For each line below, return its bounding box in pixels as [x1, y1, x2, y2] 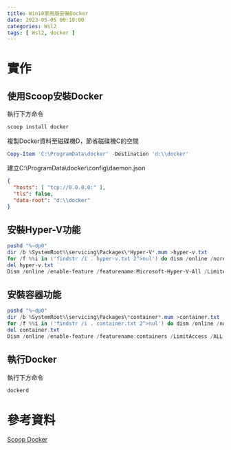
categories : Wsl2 [7, 23, 57, 30]
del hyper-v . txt [7, 262, 54, 269]
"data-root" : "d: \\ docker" [13, 196, 91, 203]
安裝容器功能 [7, 289, 62, 300]
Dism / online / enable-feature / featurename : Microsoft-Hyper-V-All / [7, 268, 208, 275]
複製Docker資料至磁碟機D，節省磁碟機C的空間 [7, 137, 139, 145]
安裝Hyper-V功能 [7, 224, 81, 236]
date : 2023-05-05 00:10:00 [7, 16, 85, 23]
